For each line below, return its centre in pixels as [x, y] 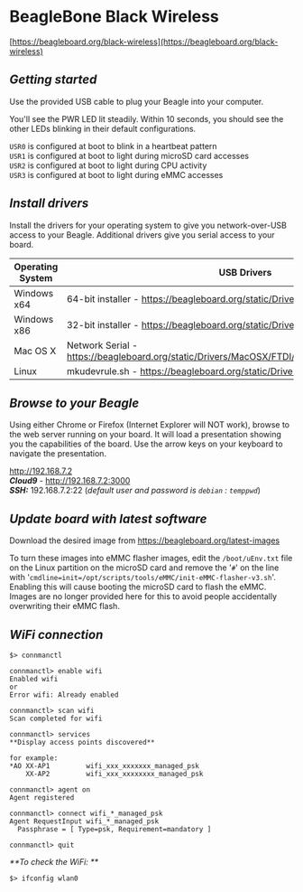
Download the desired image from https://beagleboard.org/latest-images [145, 540]
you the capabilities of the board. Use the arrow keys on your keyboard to [146, 444]
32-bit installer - [103, 324]
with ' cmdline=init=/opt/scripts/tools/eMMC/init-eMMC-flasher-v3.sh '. [143, 577]
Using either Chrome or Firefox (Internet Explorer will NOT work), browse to [150, 425]
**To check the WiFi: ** [54, 862]
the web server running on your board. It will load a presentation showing [146, 435]
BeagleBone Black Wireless [114, 17]
